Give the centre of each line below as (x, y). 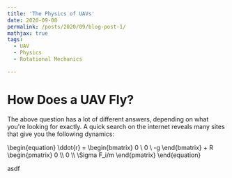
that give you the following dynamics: (61, 134)
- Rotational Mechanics (48, 59)
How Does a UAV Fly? (71, 99)
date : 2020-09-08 (32, 20)
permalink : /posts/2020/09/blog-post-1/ (67, 27)
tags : (15, 40)
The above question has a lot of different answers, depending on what (108, 119)
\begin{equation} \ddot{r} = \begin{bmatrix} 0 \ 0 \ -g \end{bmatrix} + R (110, 147)
